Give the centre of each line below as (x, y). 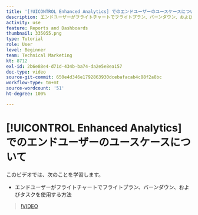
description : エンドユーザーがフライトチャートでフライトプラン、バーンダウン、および (100, 17)
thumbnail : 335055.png (34, 34)
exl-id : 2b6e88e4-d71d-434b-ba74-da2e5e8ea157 (64, 66)
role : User (19, 45)
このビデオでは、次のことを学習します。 (55, 174)
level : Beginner (26, 50)
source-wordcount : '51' (35, 88)
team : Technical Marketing (39, 55)
